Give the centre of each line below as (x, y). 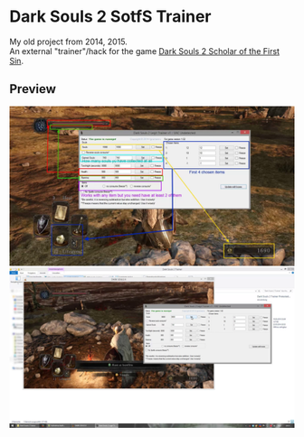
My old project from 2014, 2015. (69, 42)
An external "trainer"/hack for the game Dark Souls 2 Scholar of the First (145, 51)
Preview (33, 89)
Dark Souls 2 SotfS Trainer (110, 17)
